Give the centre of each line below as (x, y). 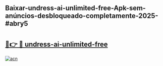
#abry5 (17, 24)
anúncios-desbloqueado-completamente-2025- (82, 16)
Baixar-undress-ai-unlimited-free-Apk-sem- (76, 8)
